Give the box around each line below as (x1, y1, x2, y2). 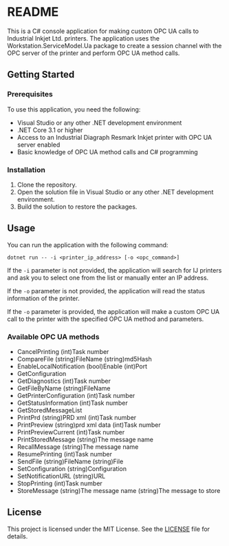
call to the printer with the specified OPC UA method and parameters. (7, 315, 204, 323)
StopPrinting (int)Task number (17, 479, 103, 487)
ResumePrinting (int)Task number (17, 450, 112, 459)
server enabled (17, 140, 61, 149)
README (7, 4, 59, 20)
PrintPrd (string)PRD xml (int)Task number (17, 414, 137, 422)
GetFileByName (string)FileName (17, 384, 111, 392)
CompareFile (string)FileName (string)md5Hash (17, 355, 153, 364)
